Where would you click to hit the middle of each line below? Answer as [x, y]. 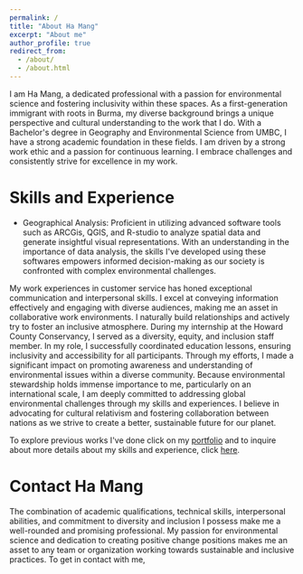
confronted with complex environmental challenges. [119, 270]
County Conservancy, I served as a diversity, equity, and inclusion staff [142, 336]
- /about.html [44, 69]
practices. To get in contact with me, [78, 559]
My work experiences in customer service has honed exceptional [131, 288]
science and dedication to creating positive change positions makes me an [148, 540]
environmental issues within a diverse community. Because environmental [147, 374]
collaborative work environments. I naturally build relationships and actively [150, 316]
